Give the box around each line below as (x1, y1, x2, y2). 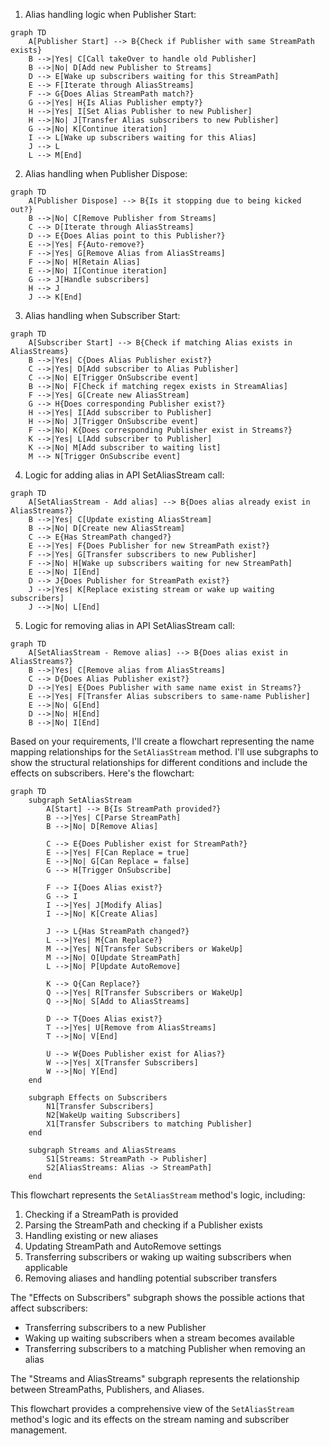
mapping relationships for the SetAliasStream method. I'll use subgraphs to (10, 746, 319, 758)
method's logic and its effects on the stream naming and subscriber (10, 1414, 290, 1425)
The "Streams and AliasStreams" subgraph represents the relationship (10, 1373, 300, 1384)
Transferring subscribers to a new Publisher (24, 1322, 207, 1333)
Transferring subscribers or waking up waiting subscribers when (24, 1251, 292, 1263)
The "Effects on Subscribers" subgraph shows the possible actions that (10, 1292, 305, 1303)
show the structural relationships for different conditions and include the (10, 757, 308, 768)
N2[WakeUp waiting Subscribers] (46, 1110, 182, 1120)
